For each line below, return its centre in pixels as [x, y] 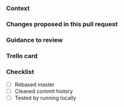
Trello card [22, 56]
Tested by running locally [45, 98]
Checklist [20, 72]
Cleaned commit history [44, 91]
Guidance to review [35, 40]
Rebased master [35, 85]
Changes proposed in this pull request [62, 24]
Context [18, 8]
